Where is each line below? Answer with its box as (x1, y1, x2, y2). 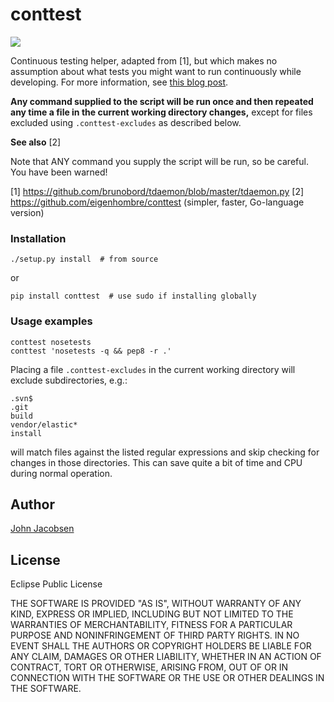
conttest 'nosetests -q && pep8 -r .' (10, 346, 172, 356)
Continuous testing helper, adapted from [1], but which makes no (10, 54, 278, 67)
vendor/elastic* (10, 419, 78, 430)
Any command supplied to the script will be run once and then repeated (10, 95, 314, 107)
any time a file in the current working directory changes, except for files (10, 106, 313, 118)
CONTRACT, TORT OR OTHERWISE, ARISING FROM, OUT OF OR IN (10, 661, 289, 673)
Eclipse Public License (10, 578, 103, 590)
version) (10, 206, 45, 218)
